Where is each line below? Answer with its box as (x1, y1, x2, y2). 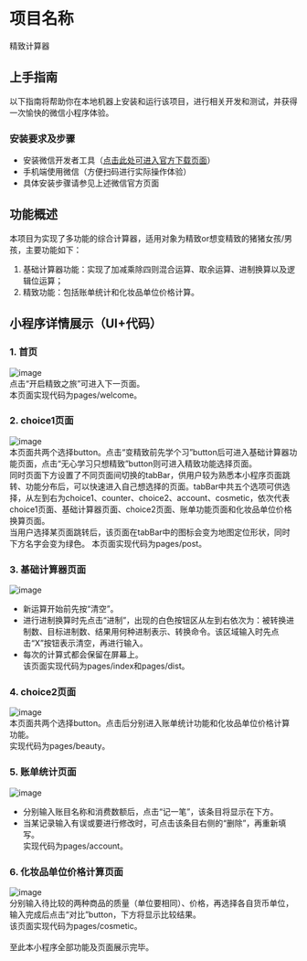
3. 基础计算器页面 (9, 563, 87, 576)
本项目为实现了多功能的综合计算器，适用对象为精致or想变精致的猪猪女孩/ (9, 232, 285, 243)
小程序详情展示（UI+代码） (9, 316, 163, 332)
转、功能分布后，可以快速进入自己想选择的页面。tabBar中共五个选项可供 (9, 481, 283, 492)
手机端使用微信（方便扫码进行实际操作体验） (22, 166, 192, 177)
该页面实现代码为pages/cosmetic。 (9, 921, 143, 932)
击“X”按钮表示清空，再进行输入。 (22, 637, 148, 649)
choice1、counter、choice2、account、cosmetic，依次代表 (65, 492, 291, 503)
